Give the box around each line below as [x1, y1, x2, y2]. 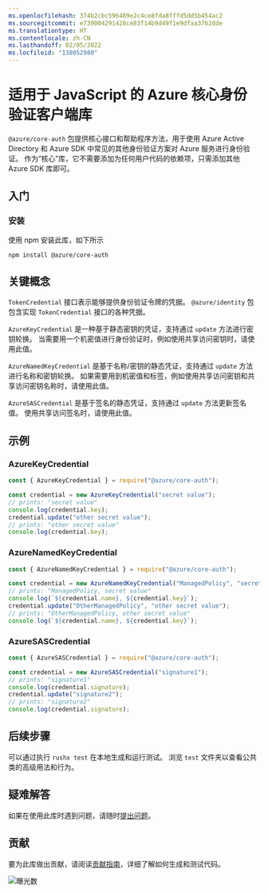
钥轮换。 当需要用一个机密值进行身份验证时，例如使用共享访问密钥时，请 [8, 334, 248, 344]
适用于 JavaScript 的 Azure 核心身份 [8, 86, 248, 104]
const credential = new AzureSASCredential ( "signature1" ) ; [8, 668, 209, 676]
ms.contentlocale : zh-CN [8, 34, 91, 42]
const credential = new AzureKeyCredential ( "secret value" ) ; [8, 491, 216, 499]
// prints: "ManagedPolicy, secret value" [8, 587, 152, 596]
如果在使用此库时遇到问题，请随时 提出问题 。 [8, 811, 156, 820]
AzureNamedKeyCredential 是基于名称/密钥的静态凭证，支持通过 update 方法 [8, 361, 254, 371]
